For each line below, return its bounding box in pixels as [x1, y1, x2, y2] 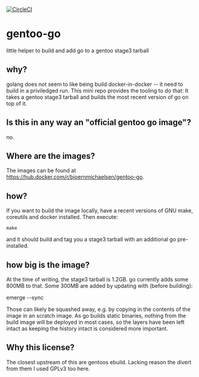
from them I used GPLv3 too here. [6, 365, 90, 372]
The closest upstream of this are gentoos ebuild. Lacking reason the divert [6, 358, 192, 366]
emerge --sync [6, 294, 44, 301]
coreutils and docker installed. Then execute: [6, 214, 118, 221]
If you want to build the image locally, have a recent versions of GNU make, [6, 207, 194, 214]
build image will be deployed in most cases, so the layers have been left [6, 318, 185, 326]
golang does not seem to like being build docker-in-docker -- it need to [6, 80, 183, 88]
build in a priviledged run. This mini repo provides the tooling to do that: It [6, 87, 189, 94]
